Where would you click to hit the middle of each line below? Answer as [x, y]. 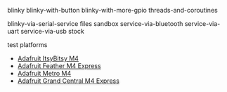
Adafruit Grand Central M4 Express [68, 81]
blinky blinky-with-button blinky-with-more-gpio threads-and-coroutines [112, 10]
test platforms [27, 45]
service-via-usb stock [52, 31]
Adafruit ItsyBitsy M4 [48, 58]
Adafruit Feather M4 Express [59, 66]
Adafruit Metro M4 [44, 73]
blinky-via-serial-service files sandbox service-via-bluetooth [95, 24]
